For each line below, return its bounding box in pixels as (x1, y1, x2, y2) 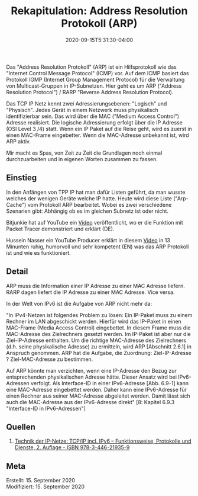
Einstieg (6, 173, 37, 183)
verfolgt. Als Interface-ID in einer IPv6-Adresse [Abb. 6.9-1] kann (30, 379, 189, 386)
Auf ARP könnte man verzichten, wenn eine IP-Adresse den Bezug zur (6, 367, 177, 374)
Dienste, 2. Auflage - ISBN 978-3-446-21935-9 (14, 444, 130, 451)
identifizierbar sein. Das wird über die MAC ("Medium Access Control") (6, 113, 179, 120)
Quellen (6, 422, 35, 432)
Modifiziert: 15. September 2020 (6, 483, 85, 490)
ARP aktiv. (6, 137, 31, 145)
